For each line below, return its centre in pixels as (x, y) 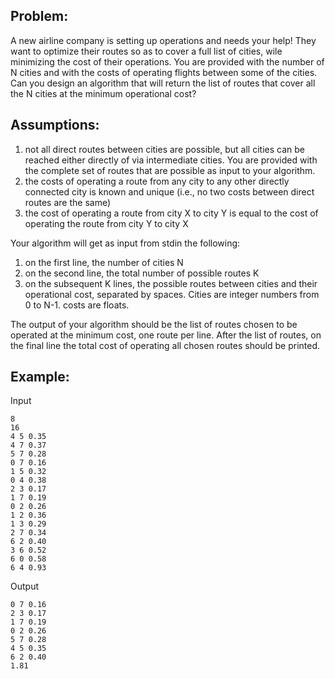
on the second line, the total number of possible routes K (142, 273)
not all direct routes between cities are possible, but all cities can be (164, 149)
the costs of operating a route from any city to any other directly (157, 181)
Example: (40, 377)
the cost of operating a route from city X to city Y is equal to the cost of (171, 213)
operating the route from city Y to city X (106, 223)
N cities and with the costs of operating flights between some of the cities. (164, 72)
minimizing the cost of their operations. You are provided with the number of (167, 61)
